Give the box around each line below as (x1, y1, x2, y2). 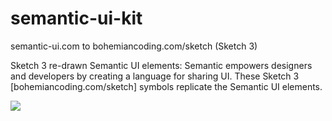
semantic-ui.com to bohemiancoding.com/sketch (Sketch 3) (10, 40, 258, 52)
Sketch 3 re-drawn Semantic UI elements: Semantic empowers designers (10, 59, 313, 71)
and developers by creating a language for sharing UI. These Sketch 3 (10, 70, 300, 82)
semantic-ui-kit (10, 7, 143, 30)
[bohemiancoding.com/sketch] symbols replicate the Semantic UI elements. (10, 80, 323, 92)
